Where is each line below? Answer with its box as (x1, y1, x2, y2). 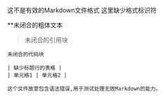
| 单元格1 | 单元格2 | (7, 72, 67, 79)
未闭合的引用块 (24, 36, 68, 44)
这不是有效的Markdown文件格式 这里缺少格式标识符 (7, 6, 157, 14)
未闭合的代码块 (7, 51, 44, 58)
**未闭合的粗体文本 (7, 21, 63, 29)
